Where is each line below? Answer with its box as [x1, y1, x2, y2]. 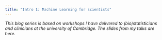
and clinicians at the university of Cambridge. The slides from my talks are [5, 25, 155, 31]
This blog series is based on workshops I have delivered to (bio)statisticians [5, 20, 158, 26]
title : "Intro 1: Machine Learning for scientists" [5, 7, 112, 12]
